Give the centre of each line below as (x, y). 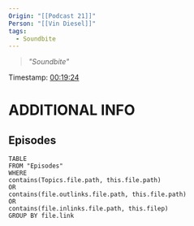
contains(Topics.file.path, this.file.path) (85, 180)
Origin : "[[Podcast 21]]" (52, 16)
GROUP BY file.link (41, 216)
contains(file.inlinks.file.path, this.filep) (88, 209)
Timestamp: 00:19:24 (44, 77)
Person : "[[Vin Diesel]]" (52, 24)
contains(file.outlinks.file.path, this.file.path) (97, 195)
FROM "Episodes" (36, 166)
